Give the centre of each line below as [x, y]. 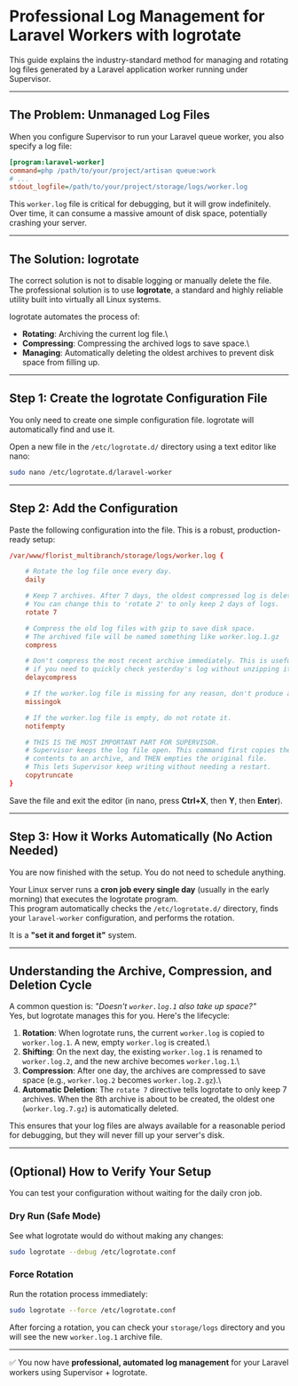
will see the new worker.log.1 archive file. [86, 1336]
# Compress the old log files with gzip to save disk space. [140, 629]
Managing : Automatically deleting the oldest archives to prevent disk [148, 353]
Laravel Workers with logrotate [125, 35]
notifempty [45, 726]
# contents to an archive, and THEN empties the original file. [146, 759]
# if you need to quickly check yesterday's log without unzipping [152, 669]
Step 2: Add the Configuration [94, 509]
